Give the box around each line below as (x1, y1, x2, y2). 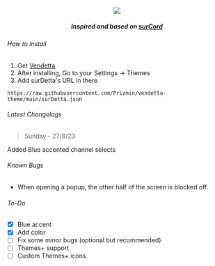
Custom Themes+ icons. (17, 251, 88, 260)
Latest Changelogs (7, 110, 62, 118)
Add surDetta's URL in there (17, 76, 98, 84)
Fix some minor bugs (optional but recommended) (17, 236, 161, 244)
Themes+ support (17, 244, 70, 252)
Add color (17, 228, 46, 237)
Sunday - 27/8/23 (24, 132, 76, 140)
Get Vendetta (17, 61, 56, 70)
